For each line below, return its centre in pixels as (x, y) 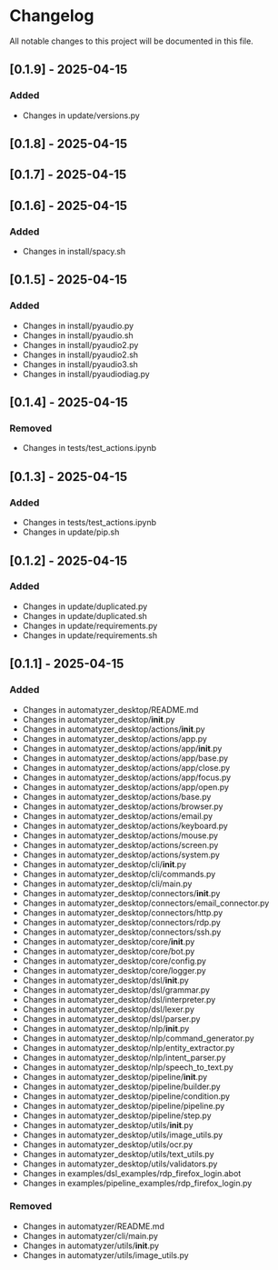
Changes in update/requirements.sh (89, 635)
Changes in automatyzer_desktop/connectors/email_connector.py (146, 903)
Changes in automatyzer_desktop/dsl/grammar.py (116, 990)
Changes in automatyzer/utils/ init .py (91, 1245)
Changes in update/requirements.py (90, 625)
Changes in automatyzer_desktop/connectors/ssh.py (122, 932)
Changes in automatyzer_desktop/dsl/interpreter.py (119, 999)
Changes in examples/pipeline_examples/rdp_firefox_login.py (137, 1183)
